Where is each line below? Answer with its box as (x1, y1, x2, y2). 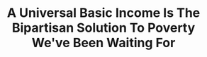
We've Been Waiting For (31, 35, 176, 51)
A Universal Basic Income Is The (6, 5, 201, 21)
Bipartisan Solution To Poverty (11, 20, 196, 36)
